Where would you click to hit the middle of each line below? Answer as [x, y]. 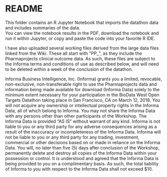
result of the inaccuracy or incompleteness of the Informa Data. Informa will [83, 132]
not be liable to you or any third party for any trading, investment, [72, 137]
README [24, 9]
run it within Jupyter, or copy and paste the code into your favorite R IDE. [80, 38]
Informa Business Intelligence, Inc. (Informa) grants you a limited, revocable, [84, 79]
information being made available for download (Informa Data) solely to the [82, 89]
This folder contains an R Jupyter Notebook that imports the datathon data [82, 22]
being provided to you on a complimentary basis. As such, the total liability [82, 164]
